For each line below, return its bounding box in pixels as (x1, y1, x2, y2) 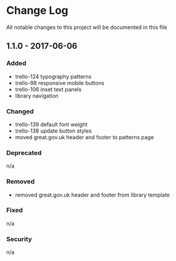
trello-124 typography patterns (15, 73, 92, 80)
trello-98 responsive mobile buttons (15, 79, 105, 86)
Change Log (6, 4, 68, 17)
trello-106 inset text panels (15, 86, 82, 93)
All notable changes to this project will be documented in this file (6, 24, 168, 31)
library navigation (15, 92, 59, 99)
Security (6, 234, 32, 243)
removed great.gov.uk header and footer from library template (15, 191, 171, 198)
